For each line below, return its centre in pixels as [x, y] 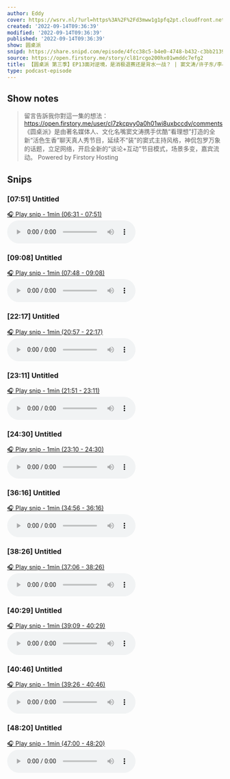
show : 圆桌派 [24, 45]
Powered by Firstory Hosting [78, 158]
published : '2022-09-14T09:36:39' [56, 39]
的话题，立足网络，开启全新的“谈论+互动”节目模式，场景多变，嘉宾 [118, 149]
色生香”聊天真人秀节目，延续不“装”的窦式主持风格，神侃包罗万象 [130, 140]
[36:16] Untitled [34, 493]
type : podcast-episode [39, 71]
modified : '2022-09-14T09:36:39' [55, 33]
